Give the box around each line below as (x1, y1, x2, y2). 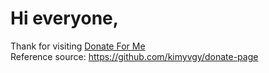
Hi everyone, (10, 7, 120, 30)
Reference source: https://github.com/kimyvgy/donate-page (10, 50, 259, 62)
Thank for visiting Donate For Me (10, 40, 146, 52)
